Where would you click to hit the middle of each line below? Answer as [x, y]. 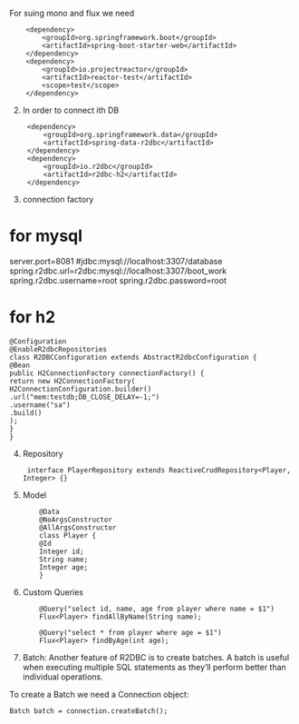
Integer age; [64, 567]
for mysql [46, 236]
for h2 [33, 317]
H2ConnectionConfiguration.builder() [81, 389]
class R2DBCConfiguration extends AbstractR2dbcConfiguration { [133, 357]
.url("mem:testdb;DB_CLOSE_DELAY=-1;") [85, 397]
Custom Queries [53, 592]
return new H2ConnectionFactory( [72, 381]
